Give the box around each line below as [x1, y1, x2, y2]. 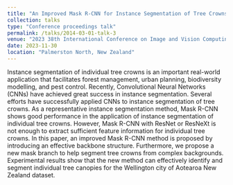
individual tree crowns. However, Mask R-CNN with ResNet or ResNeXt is [7, 119, 216, 127]
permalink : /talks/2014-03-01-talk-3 [7, 29, 116, 37]
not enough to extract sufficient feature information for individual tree [7, 126, 206, 135]
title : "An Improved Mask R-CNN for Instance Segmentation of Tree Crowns [7, 10, 228, 17]
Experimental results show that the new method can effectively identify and [7, 156, 223, 164]
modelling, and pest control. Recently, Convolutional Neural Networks [7, 82, 206, 91]
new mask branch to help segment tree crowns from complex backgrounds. [7, 148, 224, 157]
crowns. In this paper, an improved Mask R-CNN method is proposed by [7, 134, 213, 142]
